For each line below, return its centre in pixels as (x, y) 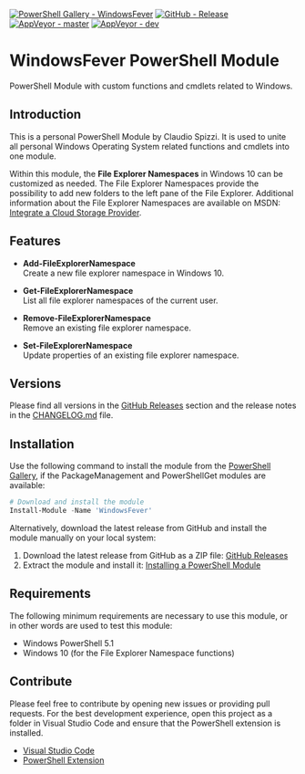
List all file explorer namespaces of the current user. (120, 300)
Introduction (46, 115)
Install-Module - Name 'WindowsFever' (81, 511)
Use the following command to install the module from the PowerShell (140, 466)
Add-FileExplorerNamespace (79, 263)
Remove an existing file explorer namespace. (107, 328)
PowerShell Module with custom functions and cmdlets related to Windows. (151, 86)
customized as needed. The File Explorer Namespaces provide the (134, 183)
